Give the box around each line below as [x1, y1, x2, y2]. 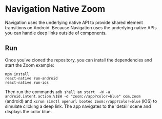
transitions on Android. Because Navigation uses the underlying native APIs [5, 24, 157, 30]
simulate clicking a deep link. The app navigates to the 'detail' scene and [5, 103, 151, 109]
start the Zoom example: [5, 62, 55, 68]
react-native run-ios [5, 80, 49, 85]
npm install [5, 72, 29, 77]
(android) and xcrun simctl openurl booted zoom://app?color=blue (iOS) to [5, 98, 157, 104]
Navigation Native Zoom [5, 3, 106, 15]
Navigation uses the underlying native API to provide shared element [5, 20, 143, 25]
